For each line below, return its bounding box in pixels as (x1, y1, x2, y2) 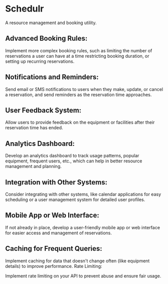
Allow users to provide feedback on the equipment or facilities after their (5, 119, 155, 126)
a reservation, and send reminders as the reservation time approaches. (5, 91, 152, 98)
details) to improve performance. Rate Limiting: (5, 263, 102, 269)
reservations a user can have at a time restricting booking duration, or (5, 53, 149, 59)
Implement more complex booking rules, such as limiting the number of (5, 47, 152, 53)
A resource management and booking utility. (5, 20, 97, 26)
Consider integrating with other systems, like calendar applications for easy (5, 192, 161, 197)
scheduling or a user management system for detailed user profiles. (5, 197, 145, 203)
